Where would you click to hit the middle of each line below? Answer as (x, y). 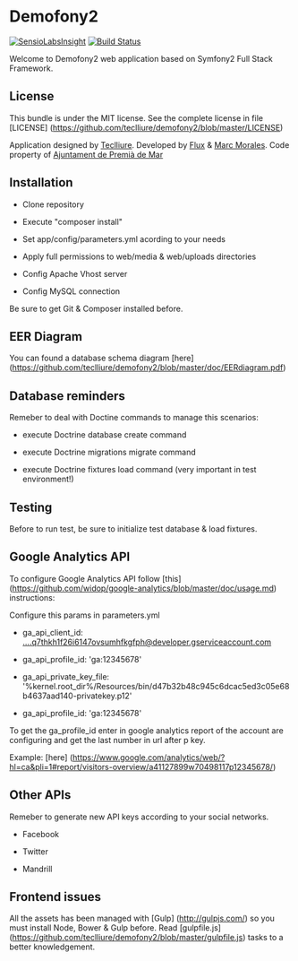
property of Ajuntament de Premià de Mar (86, 154)
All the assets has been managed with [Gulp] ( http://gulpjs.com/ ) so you (142, 918)
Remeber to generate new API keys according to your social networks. (139, 817)
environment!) (48, 479)
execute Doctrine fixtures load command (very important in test (139, 470)
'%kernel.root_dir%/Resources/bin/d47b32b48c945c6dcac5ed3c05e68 (156, 686)
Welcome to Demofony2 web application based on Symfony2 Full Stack (141, 58)
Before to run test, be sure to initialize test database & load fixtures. (133, 529)
